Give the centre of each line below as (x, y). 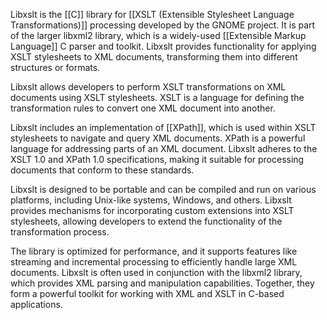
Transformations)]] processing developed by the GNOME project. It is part (163, 25)
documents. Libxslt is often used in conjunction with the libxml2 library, (156, 272)
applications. (36, 304)
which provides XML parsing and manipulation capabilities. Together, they (162, 283)
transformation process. (60, 232)
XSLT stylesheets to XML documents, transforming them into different (154, 57)
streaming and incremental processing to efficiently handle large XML (154, 262)
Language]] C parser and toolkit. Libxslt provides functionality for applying (163, 46)
